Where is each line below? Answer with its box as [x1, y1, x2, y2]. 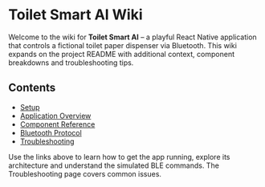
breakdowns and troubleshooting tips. [8, 58, 134, 67]
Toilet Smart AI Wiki [8, 6, 143, 24]
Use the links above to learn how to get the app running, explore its [8, 152, 230, 161]
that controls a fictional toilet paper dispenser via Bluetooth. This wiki [8, 40, 237, 50]
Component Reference [19, 119, 96, 129]
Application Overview [19, 111, 92, 120]
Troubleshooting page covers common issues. [8, 169, 162, 178]
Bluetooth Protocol [19, 128, 82, 137]
